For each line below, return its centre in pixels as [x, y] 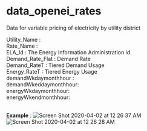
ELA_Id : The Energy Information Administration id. [69, 52]
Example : [19, 115]
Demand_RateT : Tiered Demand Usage [55, 65]
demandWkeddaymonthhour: [43, 84]
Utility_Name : [24, 39]
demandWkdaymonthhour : [40, 78]
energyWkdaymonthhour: [38, 91]
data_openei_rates [54, 11]
